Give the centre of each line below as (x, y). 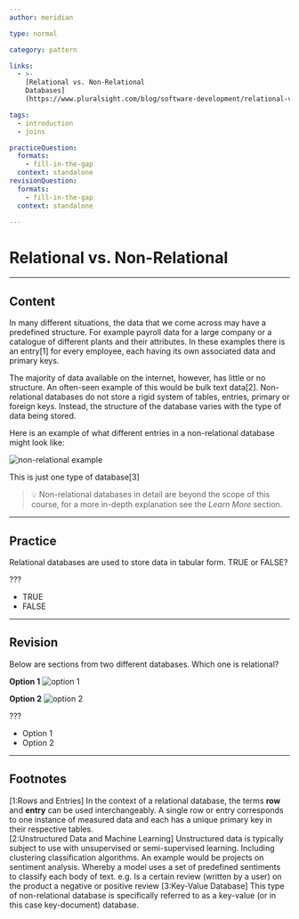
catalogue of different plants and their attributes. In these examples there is (147, 342)
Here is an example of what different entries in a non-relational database (142, 433)
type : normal (33, 33)
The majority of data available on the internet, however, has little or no (137, 378)
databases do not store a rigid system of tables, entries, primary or (167, 397)
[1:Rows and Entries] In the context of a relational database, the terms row (145, 800)
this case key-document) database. (74, 905)
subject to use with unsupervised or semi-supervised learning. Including (142, 848)
